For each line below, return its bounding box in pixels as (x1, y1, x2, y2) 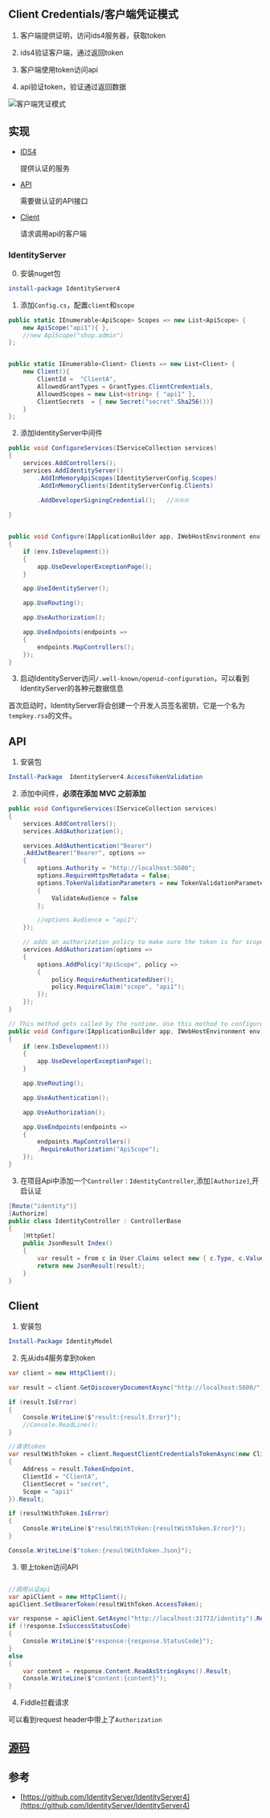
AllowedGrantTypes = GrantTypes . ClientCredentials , (37, 382, 215, 390)
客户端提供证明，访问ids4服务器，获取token (19, 31, 166, 40)
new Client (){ (22, 368, 70, 376)
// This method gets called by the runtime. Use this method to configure (8, 1020, 264, 1028)
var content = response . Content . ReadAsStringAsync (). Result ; (22, 1667, 231, 1676)
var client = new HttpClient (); (8, 1369, 117, 1378)
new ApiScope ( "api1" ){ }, (22, 324, 110, 332)
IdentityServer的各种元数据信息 (19, 683, 124, 694)
